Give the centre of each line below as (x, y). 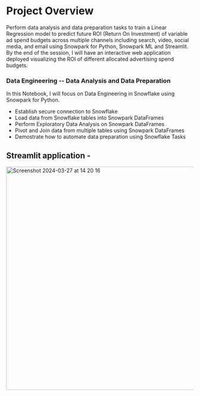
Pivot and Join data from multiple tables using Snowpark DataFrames (99, 131)
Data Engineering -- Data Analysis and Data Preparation (88, 80)
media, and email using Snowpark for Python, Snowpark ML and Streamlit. (97, 46)
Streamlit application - (49, 155)
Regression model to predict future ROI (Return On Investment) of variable (97, 33)
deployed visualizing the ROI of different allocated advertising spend (90, 59)
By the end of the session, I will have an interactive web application (89, 52)
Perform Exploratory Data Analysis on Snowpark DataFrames (90, 124)
